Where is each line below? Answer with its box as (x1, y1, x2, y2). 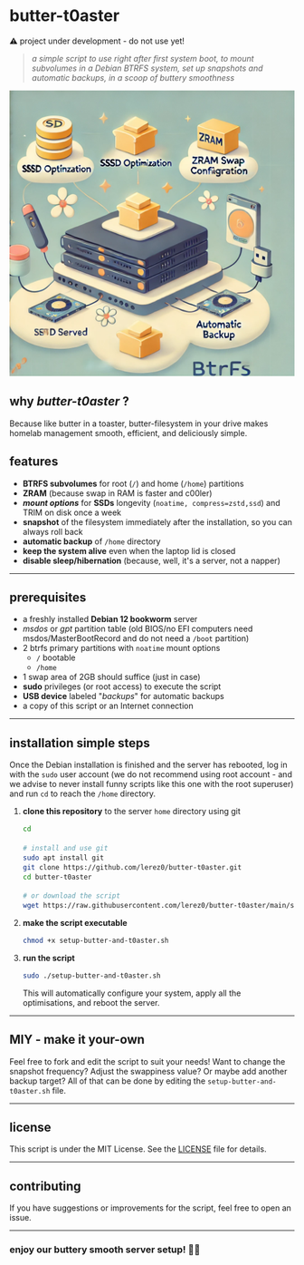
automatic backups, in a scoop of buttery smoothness (31, 72, 235, 83)
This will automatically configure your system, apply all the (22, 988, 242, 998)
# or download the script (22, 891, 120, 900)
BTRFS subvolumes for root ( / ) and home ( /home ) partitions (22, 478, 244, 489)
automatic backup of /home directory (22, 536, 161, 547)
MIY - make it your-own (9, 1032, 145, 1047)
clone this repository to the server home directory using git (22, 806, 242, 817)
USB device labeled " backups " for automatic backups (22, 691, 224, 702)
